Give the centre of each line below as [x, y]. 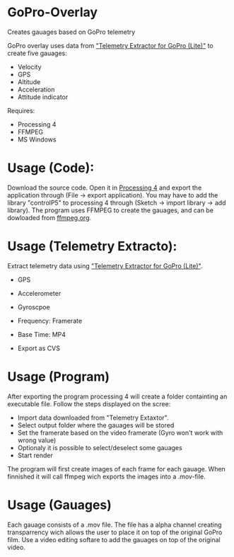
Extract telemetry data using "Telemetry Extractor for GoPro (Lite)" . [105, 265]
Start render [35, 455]
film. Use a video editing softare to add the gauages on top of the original [114, 539]
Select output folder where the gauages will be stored [96, 425]
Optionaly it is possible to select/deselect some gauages [100, 447]
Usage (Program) [59, 377]
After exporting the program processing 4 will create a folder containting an [117, 396]
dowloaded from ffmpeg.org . [49, 217]
